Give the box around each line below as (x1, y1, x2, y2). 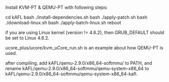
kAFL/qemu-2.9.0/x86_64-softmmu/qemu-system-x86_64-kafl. (5, 71, 138, 77)
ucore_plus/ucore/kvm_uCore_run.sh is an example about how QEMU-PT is (5, 45, 164, 50)
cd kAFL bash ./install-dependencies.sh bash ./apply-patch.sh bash (5, 14, 148, 20)
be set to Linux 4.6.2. (5, 35, 50, 41)
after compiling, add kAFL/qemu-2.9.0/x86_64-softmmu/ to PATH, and (5, 60, 153, 66)
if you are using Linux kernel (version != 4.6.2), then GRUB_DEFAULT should (5, 30, 164, 35)
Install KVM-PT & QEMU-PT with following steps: (5, 5, 108, 10)
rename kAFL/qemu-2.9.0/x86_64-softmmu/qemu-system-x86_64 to (5, 66, 149, 71)
